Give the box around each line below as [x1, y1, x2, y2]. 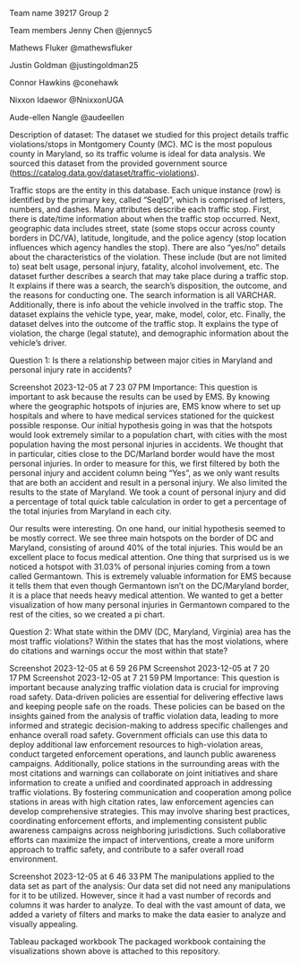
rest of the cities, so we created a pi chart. [9, 610, 166, 619]
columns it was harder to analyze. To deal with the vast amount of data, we [9, 899, 287, 910]
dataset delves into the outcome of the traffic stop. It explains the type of [9, 319, 279, 329]
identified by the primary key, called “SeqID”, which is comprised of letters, [9, 195, 286, 205]
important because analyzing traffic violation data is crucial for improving [9, 682, 279, 692]
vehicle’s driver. [9, 338, 67, 348]
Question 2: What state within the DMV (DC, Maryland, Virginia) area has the [9, 627, 291, 636]
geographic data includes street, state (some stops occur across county [9, 224, 276, 233]
